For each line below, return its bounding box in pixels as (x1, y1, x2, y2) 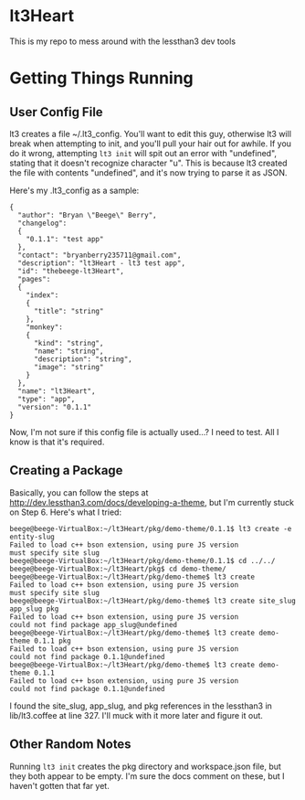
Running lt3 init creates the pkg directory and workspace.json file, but (9, 761, 281, 772)
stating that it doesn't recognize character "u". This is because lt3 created (9, 157, 288, 168)
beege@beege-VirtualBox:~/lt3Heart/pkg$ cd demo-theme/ (9, 564, 226, 573)
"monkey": (26, 322, 64, 332)
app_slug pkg (9, 604, 59, 613)
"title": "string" (33, 306, 104, 315)
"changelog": (17, 219, 68, 228)
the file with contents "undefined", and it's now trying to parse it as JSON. (9, 166, 288, 178)
